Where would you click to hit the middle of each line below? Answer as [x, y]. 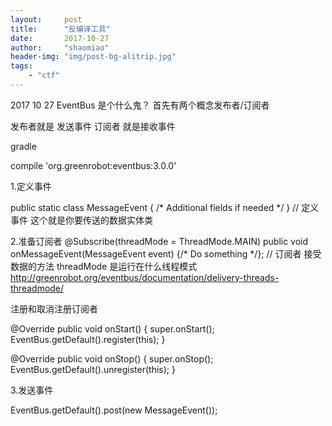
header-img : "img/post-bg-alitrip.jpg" [93, 57]
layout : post [46, 19]
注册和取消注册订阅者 [54, 308]
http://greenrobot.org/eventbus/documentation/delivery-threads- [145, 277]
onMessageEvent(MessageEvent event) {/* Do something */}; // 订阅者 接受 [166, 253]
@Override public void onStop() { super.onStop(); [112, 358]
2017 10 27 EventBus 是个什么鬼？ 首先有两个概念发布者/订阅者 [140, 105]
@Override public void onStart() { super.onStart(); [112, 328]
